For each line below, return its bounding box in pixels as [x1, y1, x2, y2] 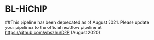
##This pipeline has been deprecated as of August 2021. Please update [5, 19, 149, 25]
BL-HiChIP [5, 3, 48, 14]
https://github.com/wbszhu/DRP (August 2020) [5, 29, 100, 35]
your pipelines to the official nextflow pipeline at [5, 24, 102, 30]
